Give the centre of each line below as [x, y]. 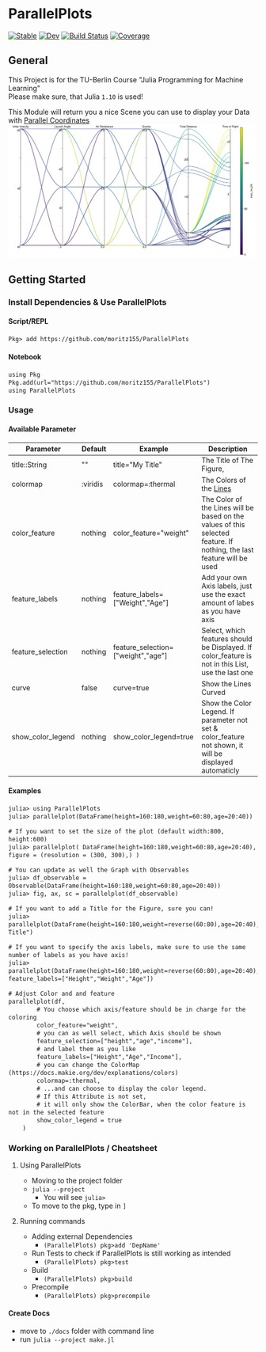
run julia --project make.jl [67, 1339]
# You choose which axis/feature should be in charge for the [141, 1009]
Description [228, 449]
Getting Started [47, 280]
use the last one [227, 673]
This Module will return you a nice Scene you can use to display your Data [129, 112]
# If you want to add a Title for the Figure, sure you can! [111, 908]
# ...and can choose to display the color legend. [122, 1088]
